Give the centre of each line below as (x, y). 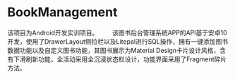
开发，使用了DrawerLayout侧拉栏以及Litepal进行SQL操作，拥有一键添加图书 (117, 41)
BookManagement (62, 12)
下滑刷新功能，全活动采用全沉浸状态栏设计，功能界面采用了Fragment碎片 (120, 59)
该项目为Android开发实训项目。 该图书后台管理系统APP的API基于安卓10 (117, 32)
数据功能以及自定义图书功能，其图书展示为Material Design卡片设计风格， (114, 50)
